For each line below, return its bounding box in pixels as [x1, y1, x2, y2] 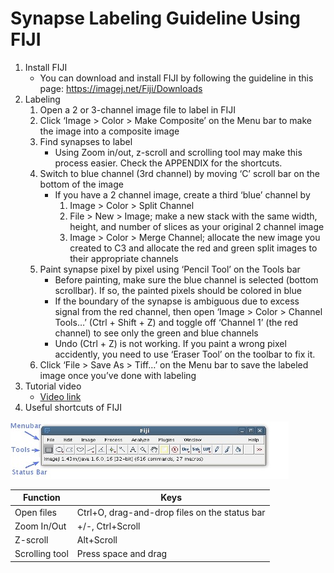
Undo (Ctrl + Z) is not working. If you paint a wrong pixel [54, 337, 287, 349]
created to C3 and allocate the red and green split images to [69, 242, 318, 254]
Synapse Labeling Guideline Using [10, 7, 302, 30]
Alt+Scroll [76, 534, 118, 546]
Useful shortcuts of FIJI [24, 401, 122, 413]
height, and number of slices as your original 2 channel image [69, 220, 325, 232]
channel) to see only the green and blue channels [54, 327, 259, 339]
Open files [14, 506, 57, 518]
